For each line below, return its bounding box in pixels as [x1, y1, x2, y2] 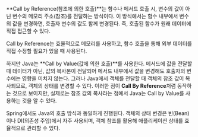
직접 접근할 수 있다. [6, 27, 51, 34]
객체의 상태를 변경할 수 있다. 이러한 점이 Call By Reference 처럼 [28, 82, 177, 89]
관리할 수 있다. [26, 125, 61, 132]
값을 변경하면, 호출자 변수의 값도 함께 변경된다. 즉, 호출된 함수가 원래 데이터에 [12, 20, 191, 27]
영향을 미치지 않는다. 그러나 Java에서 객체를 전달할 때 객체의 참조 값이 [21, 75, 184, 82]
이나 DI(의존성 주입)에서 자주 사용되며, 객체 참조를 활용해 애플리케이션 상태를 [6, 117, 183, 124]
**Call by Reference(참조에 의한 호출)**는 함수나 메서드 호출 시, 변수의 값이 [6, 5, 184, 12]
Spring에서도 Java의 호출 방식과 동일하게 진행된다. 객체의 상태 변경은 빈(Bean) [6, 110, 190, 117]
